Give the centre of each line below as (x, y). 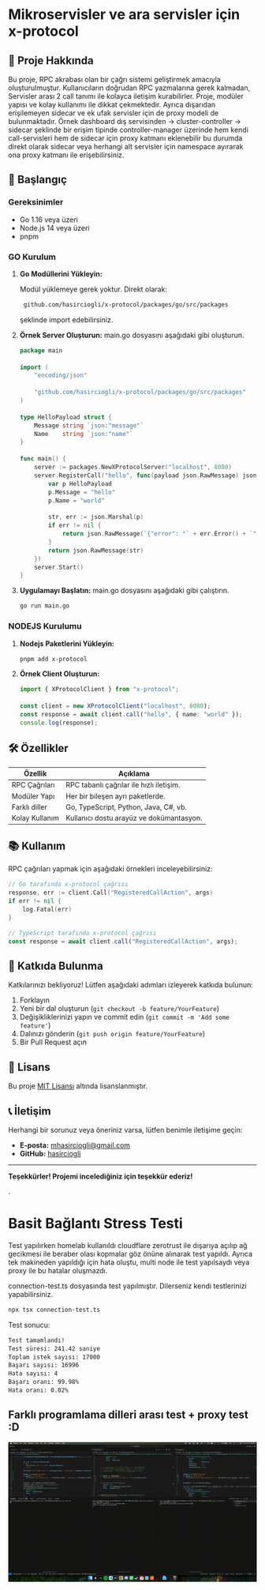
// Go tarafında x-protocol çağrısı (68, 885)
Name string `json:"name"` (84, 434)
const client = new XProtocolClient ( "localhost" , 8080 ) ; (115, 706)
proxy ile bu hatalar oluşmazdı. (58, 1270)
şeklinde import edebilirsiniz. (66, 320)
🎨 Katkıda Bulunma (56, 966)
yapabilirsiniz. (31, 1294)
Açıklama (134, 774)
